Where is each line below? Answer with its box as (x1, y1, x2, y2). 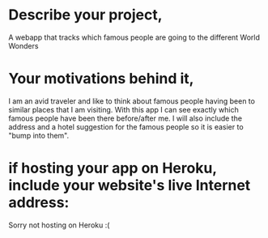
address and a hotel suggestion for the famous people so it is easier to (8, 121, 245, 131)
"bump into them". (8, 130, 70, 140)
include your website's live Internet (8, 176, 251, 195)
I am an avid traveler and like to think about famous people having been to (8, 96, 255, 106)
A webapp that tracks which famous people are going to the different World (8, 32, 261, 42)
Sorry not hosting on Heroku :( (8, 220, 110, 230)
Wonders (8, 40, 39, 50)
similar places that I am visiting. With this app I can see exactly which (8, 104, 239, 114)
